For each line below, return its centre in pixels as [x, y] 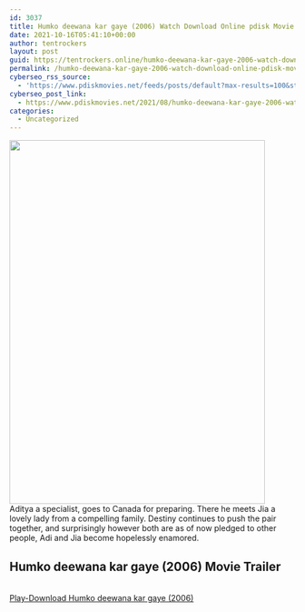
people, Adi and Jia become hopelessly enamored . [104, 538]
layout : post [34, 52]
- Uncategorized [48, 119]
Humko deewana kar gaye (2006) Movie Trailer [145, 566]
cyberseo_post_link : [49, 94]
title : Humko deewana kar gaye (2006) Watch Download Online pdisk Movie [152, 26]
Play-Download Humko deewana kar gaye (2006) [102, 597]
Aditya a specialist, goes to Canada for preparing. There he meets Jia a [143, 509]
